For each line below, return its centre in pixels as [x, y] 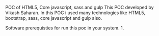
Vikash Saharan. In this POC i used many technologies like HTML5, [75, 13]
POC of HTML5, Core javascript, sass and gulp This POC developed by [79, 7]
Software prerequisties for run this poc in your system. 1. [65, 28]
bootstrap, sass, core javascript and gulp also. [54, 18]
